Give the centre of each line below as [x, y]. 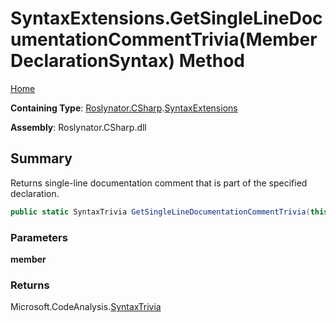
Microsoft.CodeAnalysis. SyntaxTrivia [86, 307]
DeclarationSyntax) [93, 61]
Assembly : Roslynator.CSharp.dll [78, 127]
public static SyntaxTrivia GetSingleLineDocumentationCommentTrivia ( [160, 212]
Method [211, 61]
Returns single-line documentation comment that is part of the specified [159, 183]
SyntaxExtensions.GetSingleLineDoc [166, 18]
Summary [41, 158]
